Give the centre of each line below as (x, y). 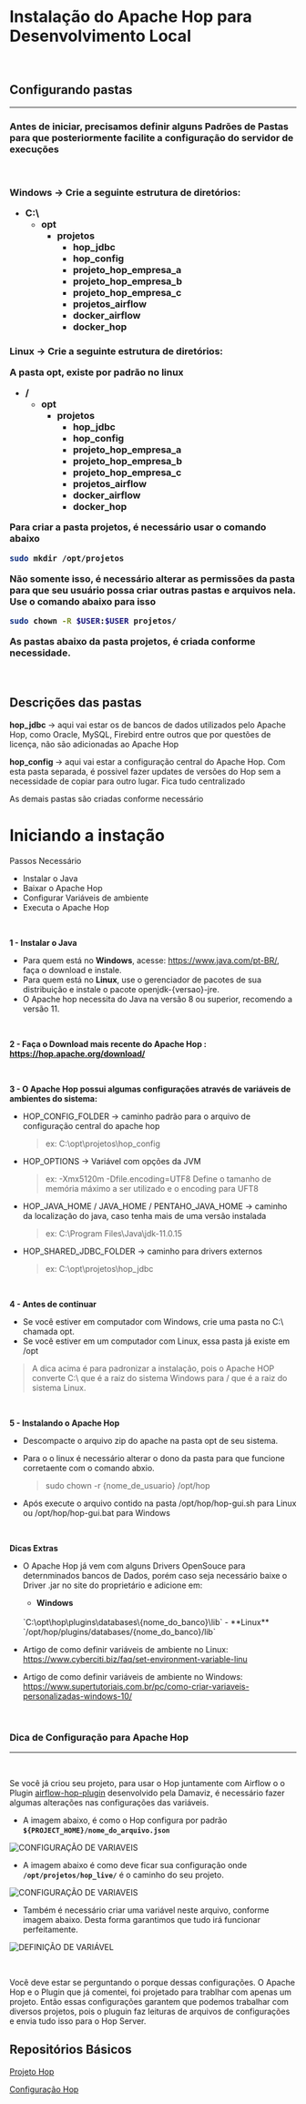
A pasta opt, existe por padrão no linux (97, 372)
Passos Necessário (46, 860)
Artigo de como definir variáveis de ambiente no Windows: (133, 1676)
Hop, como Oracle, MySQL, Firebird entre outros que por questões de (140, 734)
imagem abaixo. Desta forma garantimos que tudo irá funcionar (142, 1920)
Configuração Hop (44, 2089)
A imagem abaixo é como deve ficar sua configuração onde (135, 1865)
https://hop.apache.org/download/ (77, 1053)
